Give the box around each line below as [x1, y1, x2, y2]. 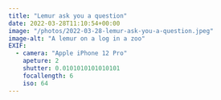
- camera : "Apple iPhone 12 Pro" [15, 49, 128, 57]
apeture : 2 [23, 57, 59, 65]
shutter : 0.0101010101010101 [23, 65, 121, 73]
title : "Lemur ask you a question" [8, 11, 128, 20]
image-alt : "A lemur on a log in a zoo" [8, 34, 146, 43]
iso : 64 [23, 79, 48, 87]
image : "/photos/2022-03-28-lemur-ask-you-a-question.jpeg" [8, 27, 215, 35]
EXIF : [8, 42, 27, 50]
